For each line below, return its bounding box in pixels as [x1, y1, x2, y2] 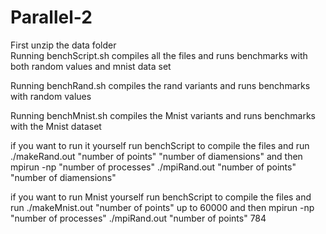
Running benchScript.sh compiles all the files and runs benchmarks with [10, 49, 308, 61]
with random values [10, 90, 92, 102]
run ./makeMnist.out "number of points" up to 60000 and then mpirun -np [10, 201, 315, 213]
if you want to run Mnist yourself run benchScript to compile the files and [10, 191, 312, 203]
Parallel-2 [10, 6, 93, 29]
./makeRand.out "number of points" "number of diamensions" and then [10, 150, 303, 162]
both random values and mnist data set [10, 60, 172, 72]
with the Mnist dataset [10, 120, 102, 132]
